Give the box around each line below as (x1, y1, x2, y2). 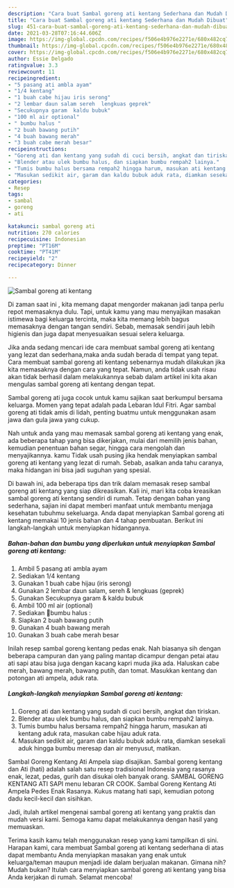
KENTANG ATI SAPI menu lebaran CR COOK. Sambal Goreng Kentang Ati (8, 779, 217, 788)
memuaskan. (8, 822, 45, 830)
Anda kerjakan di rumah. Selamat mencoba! (8, 873, 133, 881)
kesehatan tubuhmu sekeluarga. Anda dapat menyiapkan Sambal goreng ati (8, 508, 225, 517)
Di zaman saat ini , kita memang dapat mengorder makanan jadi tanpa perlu (8, 300, 224, 308)
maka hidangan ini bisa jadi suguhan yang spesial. (8, 466, 151, 474)
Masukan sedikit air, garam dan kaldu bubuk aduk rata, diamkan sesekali (17, 737, 226, 745)
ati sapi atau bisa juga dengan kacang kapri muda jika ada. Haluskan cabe (8, 659, 219, 667)
